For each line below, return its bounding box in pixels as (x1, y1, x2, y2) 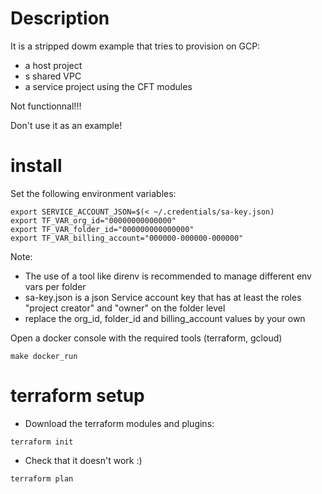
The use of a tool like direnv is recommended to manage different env (24, 270, 312, 282)
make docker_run (10, 351, 78, 361)
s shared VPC (24, 70, 82, 82)
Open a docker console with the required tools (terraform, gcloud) (10, 332, 283, 344)
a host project (24, 59, 83, 71)
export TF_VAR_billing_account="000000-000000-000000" (10, 233, 244, 243)
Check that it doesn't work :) (24, 454, 143, 466)
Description (10, 7, 110, 30)
